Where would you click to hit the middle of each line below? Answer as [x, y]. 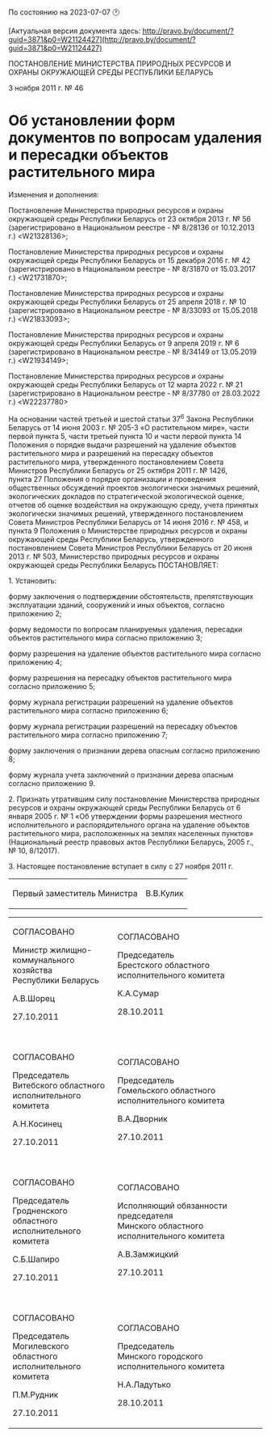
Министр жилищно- [52, 949]
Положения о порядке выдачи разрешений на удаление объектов [122, 445]
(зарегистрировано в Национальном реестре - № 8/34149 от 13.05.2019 [132, 352]
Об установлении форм [92, 121]
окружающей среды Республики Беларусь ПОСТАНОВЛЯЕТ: [114, 564]
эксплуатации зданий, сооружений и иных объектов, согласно [117, 605]
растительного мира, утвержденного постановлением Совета [116, 462]
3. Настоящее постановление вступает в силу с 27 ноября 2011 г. [121, 866]
